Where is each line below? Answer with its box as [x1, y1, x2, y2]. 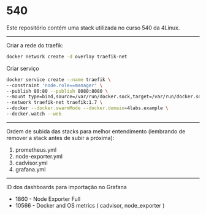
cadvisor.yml [15, 159, 48, 166]
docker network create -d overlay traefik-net [6, 53, 128, 60]
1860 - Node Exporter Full [15, 195, 81, 203]
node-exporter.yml [15, 152, 63, 160]
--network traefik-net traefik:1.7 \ [6, 100, 103, 106]
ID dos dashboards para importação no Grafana [6, 183, 127, 190]
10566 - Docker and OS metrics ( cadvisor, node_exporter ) [15, 201, 165, 209]
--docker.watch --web [6, 111, 62, 117]
